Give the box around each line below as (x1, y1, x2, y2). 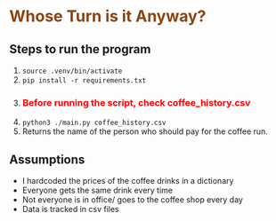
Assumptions (9, 152, 85, 167)
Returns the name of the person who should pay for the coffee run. (21, 126, 269, 137)
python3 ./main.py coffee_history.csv (21, 118, 166, 128)
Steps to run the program (9, 42, 151, 57)
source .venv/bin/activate (21, 67, 123, 75)
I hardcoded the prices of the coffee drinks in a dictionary (21, 176, 234, 186)
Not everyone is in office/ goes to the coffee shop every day (21, 194, 243, 205)
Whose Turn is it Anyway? (9, 6, 207, 27)
